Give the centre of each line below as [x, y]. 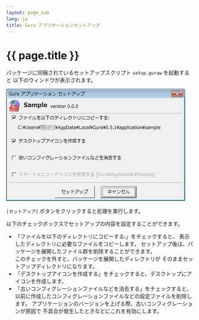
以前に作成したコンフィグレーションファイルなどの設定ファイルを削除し [103, 296]
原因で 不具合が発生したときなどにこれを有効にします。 [94, 311]
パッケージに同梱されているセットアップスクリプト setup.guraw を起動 [93, 73]
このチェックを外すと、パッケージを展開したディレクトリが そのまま [99, 259]
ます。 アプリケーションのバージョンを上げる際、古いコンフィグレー [99, 304]
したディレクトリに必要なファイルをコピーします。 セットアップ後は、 [101, 244]
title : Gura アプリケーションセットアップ [53, 25]
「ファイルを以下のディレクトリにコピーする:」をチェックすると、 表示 [102, 236]
